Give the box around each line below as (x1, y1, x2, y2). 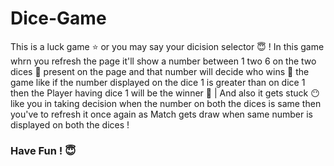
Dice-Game (10, 7, 107, 30)
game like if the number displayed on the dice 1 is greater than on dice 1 (10, 76, 306, 88)
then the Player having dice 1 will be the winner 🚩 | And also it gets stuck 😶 (10, 87, 320, 99)
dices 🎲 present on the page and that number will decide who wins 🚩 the (10, 65, 310, 77)
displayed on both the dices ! (10, 118, 130, 131)
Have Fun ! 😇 (10, 143, 77, 157)
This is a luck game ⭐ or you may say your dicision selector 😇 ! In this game (10, 40, 325, 52)
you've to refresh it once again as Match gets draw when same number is (10, 108, 313, 120)
